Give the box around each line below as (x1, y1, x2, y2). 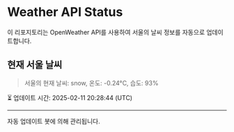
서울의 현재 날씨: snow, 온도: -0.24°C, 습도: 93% (24, 79, 159, 87)
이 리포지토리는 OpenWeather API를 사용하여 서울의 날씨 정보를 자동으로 (7, 28, 205, 36)
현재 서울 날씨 (7, 59, 63, 71)
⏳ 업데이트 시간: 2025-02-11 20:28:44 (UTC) (7, 93, 133, 101)
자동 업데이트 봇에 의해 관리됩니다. (7, 117, 100, 125)
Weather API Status (7, 4, 123, 20)
